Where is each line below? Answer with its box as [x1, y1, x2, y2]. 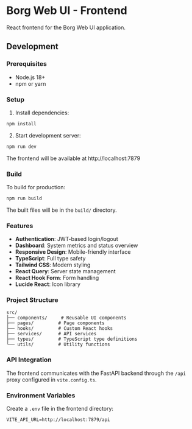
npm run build [6, 195, 43, 201]
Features [6, 221, 34, 230]
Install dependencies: [15, 109, 69, 116]
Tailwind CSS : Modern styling [15, 261, 91, 268]
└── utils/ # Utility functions [6, 341, 111, 347]
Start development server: [15, 131, 81, 139]
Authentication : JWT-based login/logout [15, 235, 119, 243]
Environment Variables [6, 391, 76, 399]
